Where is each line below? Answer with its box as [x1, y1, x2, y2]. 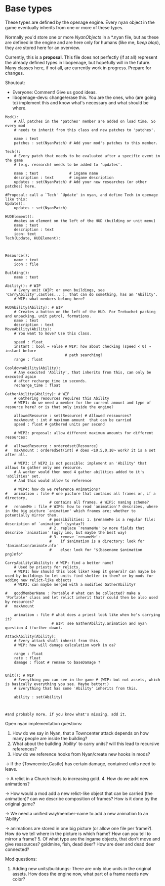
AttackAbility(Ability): [5, 634, 56, 639]
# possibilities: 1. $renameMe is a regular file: [49, 517, 156, 522]
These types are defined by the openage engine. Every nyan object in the [5, 19, 155, 25]
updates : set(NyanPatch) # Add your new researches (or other [14, 179, 147, 185]
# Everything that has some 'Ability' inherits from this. [14, 686, 138, 691]
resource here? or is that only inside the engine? [5, 404, 114, 410]
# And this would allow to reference [14, 478, 92, 483]
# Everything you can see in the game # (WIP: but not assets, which [14, 677, 161, 682]
